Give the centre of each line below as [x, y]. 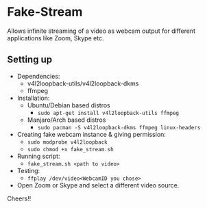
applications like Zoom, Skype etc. [56, 38]
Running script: [38, 156]
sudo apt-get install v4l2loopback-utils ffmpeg [108, 113]
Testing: [28, 170]
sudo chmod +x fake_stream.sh [71, 149]
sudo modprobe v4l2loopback [67, 142]
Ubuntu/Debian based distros [69, 105]
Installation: [33, 98]
